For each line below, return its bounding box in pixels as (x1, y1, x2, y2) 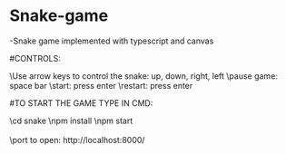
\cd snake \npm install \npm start (9, 115, 133, 126)
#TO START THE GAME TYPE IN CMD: (9, 97, 153, 109)
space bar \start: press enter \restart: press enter (9, 80, 193, 91)
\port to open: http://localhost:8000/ (9, 134, 145, 145)
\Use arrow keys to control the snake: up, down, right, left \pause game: (9, 70, 279, 82)
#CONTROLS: (9, 53, 62, 63)
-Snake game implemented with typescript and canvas (9, 35, 214, 46)
